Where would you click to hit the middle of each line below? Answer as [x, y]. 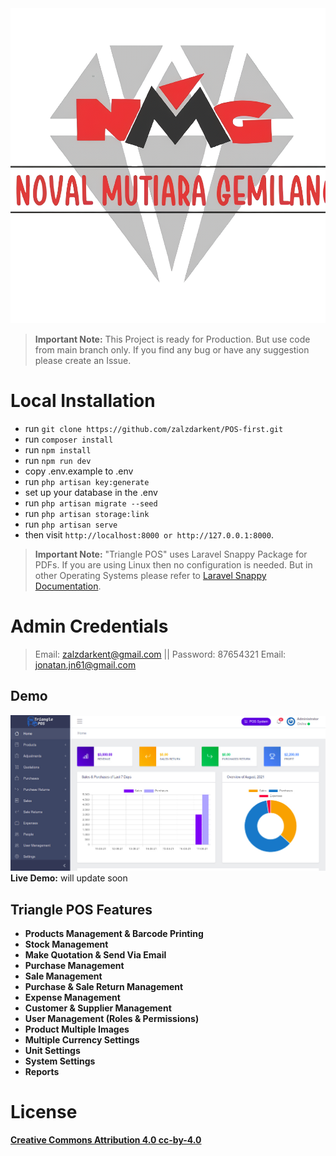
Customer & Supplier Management [98, 1008]
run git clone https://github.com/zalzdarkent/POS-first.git [154, 428]
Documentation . [68, 586]
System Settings [60, 1061]
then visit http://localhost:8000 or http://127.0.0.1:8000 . [149, 534]
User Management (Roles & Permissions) [112, 1019]
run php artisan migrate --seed [91, 503]
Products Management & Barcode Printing [114, 934]
